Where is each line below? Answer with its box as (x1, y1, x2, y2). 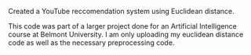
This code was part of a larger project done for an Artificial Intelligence (8, 22, 237, 30)
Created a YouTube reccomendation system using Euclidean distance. (8, 7, 235, 15)
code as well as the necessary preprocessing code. (8, 38, 175, 47)
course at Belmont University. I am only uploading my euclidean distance (8, 30, 244, 39)
